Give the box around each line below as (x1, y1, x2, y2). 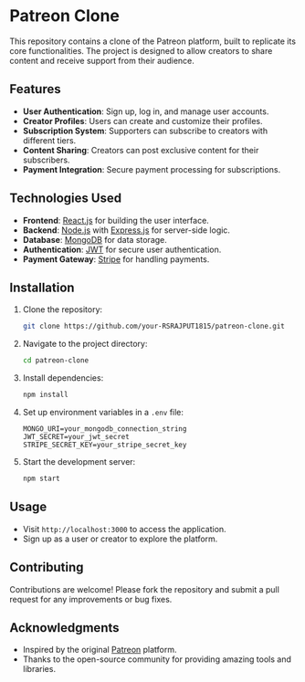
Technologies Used (9, 191, 121, 206)
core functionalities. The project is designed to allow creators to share (9, 45, 273, 56)
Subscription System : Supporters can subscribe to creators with (22, 125, 268, 136)
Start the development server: (22, 456, 136, 467)
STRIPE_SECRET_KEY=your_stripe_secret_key (22, 440, 187, 449)
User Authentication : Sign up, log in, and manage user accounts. (22, 106, 269, 117)
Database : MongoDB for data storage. (22, 234, 167, 245)
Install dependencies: (22, 372, 104, 383)
